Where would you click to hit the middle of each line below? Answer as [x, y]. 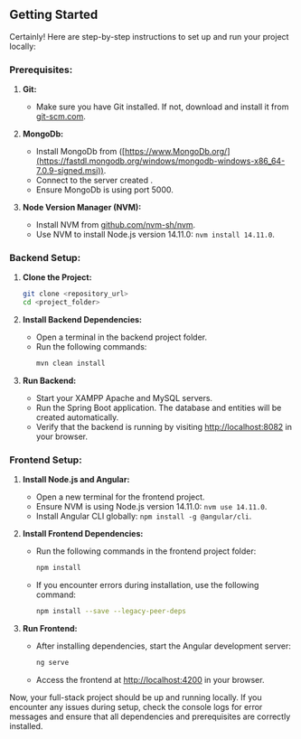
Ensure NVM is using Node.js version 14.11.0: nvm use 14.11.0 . [151, 507]
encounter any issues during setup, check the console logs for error [136, 706]
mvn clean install [71, 364]
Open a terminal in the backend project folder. [122, 337]
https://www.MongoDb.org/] [178, 152]
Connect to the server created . [94, 181]
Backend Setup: [45, 258]
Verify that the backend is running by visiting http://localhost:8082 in [164, 427]
